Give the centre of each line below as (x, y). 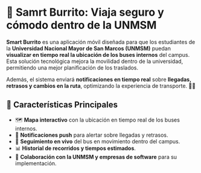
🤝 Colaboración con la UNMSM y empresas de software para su (96, 157)
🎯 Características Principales (62, 105)
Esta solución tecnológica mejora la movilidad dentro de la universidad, (95, 61)
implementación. (36, 163)
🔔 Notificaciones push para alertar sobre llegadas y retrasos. (91, 135)
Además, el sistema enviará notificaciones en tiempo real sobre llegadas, (99, 79)
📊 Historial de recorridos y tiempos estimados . (75, 148)
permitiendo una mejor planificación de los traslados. (72, 67)
